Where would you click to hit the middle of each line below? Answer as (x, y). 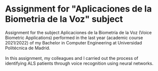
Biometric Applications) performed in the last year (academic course (74, 38)
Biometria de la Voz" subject (64, 19)
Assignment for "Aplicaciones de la (79, 9)
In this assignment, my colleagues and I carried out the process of (72, 58)
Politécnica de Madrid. (28, 48)
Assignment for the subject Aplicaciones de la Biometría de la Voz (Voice (79, 32)
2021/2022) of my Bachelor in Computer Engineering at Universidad (74, 43)
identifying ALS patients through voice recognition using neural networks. (79, 63)
